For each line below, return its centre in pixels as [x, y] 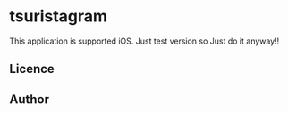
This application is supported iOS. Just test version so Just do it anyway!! [144, 41]
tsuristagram [59, 16]
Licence [32, 69]
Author [29, 99]
